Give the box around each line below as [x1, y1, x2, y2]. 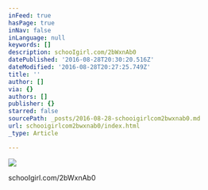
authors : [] [8, 93, 48, 101]
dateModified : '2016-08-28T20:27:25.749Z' [8, 63, 151, 71]
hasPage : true [8, 19, 56, 27]
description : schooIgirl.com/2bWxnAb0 [8, 48, 137, 56]
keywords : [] [8, 41, 52, 49]
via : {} [8, 85, 34, 93]
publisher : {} [8, 100, 56, 108]
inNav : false [8, 26, 52, 34]
